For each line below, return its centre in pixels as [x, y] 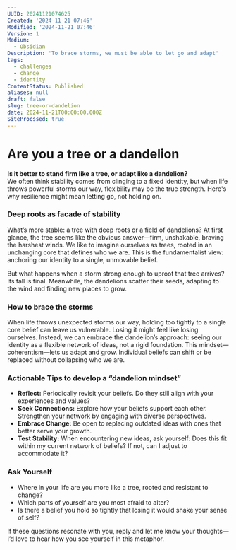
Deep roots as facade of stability [64, 214]
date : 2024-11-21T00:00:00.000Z [55, 112]
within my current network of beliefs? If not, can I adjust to [103, 446]
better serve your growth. [55, 431]
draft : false [26, 100]
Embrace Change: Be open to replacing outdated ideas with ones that [119, 423]
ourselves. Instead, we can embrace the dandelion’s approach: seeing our [114, 337]
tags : [15, 60]
